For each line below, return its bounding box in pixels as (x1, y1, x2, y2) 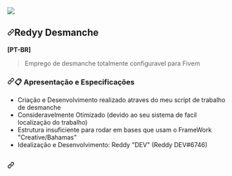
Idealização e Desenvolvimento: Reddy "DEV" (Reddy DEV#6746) (17, 141, 208, 149)
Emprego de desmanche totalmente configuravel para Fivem (24, 59, 200, 68)
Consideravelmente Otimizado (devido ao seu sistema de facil (17, 111, 197, 119)
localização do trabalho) (17, 118, 88, 127)
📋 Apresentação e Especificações (14, 77, 135, 87)
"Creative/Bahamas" (17, 133, 77, 142)
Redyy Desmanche (14, 27, 99, 39)
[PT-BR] (7, 45, 32, 54)
